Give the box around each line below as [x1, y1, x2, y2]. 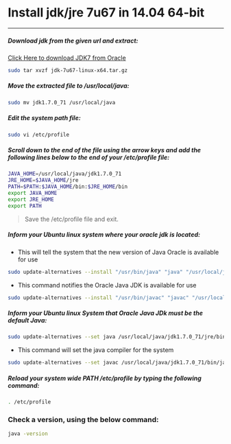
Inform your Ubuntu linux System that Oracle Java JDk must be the [8, 309, 203, 317]
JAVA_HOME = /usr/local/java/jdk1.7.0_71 [8, 170, 122, 178]
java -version [8, 430, 49, 437]
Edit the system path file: [8, 114, 81, 122]
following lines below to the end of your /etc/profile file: [8, 153, 170, 162]
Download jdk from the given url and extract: [8, 36, 138, 45]
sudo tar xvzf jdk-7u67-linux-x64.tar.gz [8, 67, 128, 73]
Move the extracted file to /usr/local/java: [8, 82, 130, 90]
